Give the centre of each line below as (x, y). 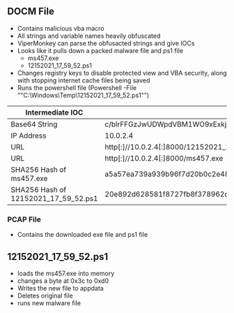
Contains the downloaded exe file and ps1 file (83, 235)
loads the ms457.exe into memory (66, 273)
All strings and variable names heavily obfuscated (89, 36)
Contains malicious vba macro (61, 28)
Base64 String (34, 124)
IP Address (29, 136)
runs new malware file (49, 303)
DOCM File (31, 12)
